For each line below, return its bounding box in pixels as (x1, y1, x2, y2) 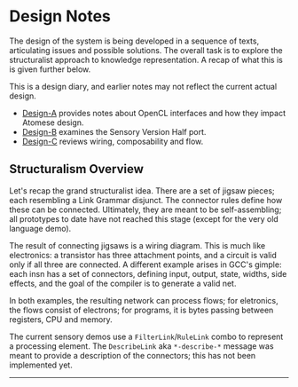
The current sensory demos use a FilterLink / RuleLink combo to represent (9, 331, 284, 342)
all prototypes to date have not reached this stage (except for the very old (9, 213, 279, 224)
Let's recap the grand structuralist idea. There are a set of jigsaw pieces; (9, 185, 275, 196)
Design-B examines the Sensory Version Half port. (21, 126, 207, 137)
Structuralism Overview (9, 162, 145, 177)
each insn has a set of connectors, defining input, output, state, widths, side (9, 268, 287, 279)
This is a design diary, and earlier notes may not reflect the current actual (9, 81, 278, 91)
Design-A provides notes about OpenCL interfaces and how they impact (21, 107, 286, 118)
